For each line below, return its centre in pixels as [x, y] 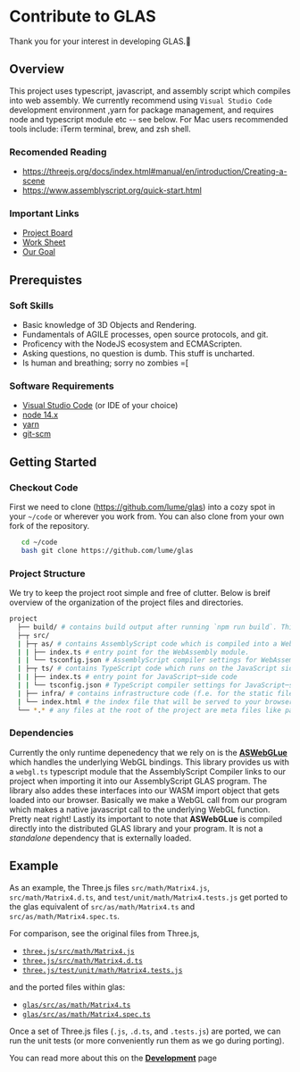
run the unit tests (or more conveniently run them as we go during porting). [147, 1040]
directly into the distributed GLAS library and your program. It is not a [136, 828]
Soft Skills [32, 306]
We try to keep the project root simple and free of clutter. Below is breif [140, 593]
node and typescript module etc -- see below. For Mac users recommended [149, 119]
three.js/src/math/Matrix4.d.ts [82, 961]
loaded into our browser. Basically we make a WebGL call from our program [148, 800]
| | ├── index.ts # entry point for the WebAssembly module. [133, 652]
